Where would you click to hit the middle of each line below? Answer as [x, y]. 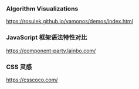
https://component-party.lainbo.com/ [51, 51]
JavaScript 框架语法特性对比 [47, 38]
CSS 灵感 [19, 67]
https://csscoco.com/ [32, 80]
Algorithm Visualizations [42, 9]
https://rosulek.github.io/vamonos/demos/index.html [69, 22]
